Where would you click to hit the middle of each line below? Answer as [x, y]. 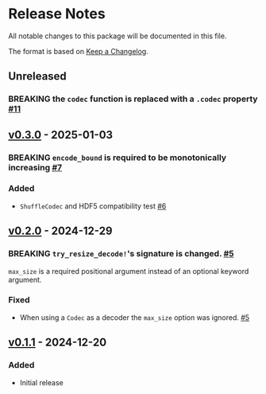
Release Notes [57, 14]
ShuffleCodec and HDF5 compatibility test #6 [93, 206]
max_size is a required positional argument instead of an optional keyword [129, 271]
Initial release [41, 382]
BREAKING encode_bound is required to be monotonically [118, 158]
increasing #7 [35, 167]
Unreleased [38, 76]
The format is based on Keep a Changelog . [78, 51]
